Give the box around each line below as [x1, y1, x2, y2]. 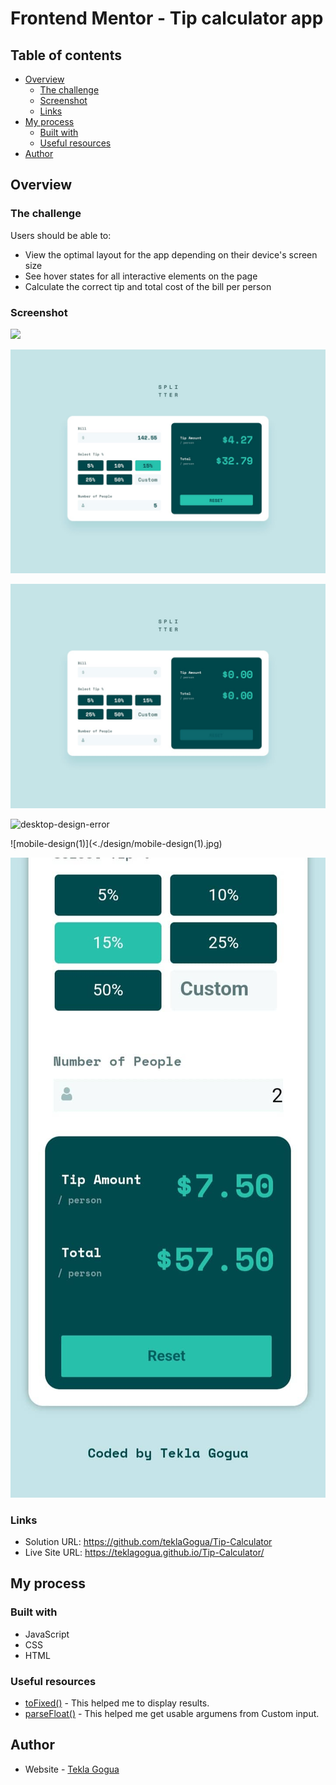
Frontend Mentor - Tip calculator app [10, 7, 324, 30]
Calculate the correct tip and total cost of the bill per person [24, 280, 272, 292]
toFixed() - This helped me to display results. [24, 1697, 210, 1709]
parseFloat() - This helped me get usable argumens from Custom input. [24, 1707, 320, 1719]
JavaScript [24, 1628, 70, 1640]
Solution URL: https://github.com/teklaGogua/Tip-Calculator [24, 1535, 273, 1547]
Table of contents [10, 47, 122, 64]
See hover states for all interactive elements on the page [24, 270, 258, 282]
